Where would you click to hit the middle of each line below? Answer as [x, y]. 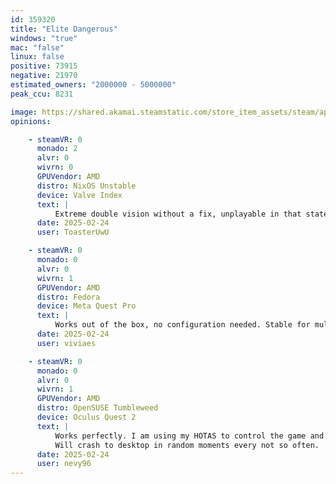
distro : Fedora [68, 297]
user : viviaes [66, 343]
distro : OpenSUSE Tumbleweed [97, 408]
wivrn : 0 [55, 167]
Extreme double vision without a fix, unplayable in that [178, 214]
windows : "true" [44, 38]
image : [24, 112]
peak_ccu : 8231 [42, 94]
